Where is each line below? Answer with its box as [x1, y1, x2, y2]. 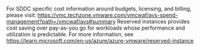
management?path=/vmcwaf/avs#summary [6, 18, 116, 25]
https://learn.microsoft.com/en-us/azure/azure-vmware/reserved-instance [6, 37, 194, 44]
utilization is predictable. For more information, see [6, 31, 134, 38]
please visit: [6, 11, 36, 19]
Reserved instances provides [117, 18, 190, 25]
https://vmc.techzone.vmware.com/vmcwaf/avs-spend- [37, 11, 178, 19]
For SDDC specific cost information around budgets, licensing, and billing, [6, 5, 191, 12]
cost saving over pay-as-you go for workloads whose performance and [6, 24, 185, 31]
